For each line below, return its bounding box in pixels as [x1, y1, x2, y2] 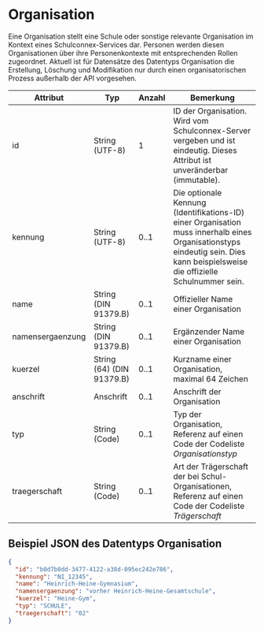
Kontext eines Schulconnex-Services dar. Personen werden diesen [8, 39, 225, 49]
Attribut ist [172, 154, 212, 165]
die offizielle [172, 266, 218, 277]
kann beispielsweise [172, 256, 248, 267]
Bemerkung [189, 92, 236, 103]
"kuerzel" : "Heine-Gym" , [15, 595, 97, 603]
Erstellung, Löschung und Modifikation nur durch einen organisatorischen [8, 65, 246, 74]
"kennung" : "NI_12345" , [15, 573, 93, 581]
